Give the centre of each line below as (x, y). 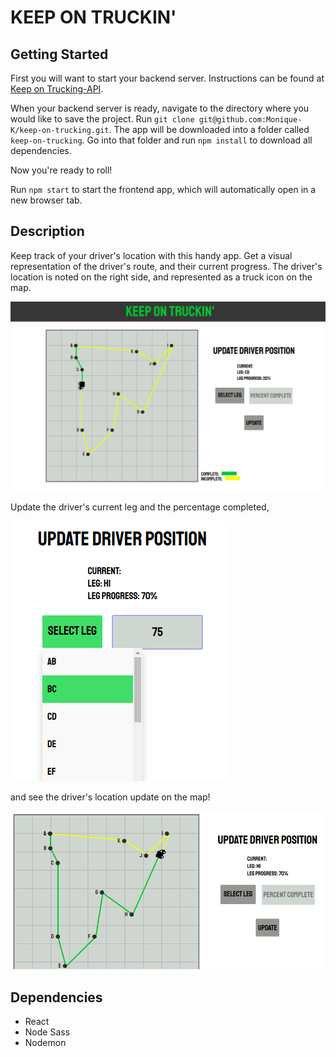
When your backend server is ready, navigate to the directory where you (160, 108)
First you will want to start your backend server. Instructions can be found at (167, 78)
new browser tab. (46, 200)
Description (47, 231)
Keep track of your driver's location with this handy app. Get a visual (151, 255)
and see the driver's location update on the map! (110, 797)
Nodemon (45, 1043)
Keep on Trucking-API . (57, 89)
